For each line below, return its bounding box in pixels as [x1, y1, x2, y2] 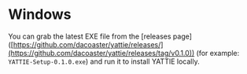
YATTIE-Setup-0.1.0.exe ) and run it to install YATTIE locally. [8, 57, 200, 66]
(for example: [196, 48, 240, 57]
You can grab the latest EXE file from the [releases [8, 31, 171, 41]
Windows [8, 6, 72, 24]
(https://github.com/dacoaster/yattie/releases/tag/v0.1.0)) [8, 48, 195, 57]
